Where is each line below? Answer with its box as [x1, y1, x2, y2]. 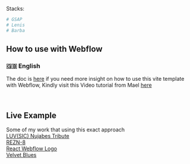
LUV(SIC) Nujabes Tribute [6, 133, 69, 140]
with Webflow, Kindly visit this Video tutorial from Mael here [6, 81, 153, 89]
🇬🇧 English [6, 62, 40, 70]
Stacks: [6, 5, 25, 12]
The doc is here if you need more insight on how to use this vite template [6, 75, 185, 83]
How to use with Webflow [6, 44, 103, 54]
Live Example [6, 110, 56, 121]
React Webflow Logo [6, 145, 58, 152]
